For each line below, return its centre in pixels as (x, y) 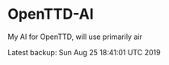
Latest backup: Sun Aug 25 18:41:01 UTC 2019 (84, 52)
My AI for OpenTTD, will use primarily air (75, 37)
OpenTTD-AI (51, 14)
